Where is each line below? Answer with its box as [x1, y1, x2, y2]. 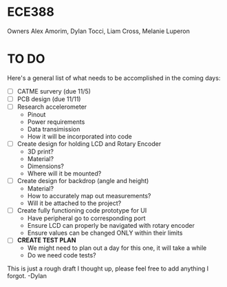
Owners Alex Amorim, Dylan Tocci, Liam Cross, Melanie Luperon [7, 27, 191, 35]
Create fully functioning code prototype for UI [17, 206, 147, 215]
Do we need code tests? [27, 251, 96, 259]
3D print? [27, 147, 54, 156]
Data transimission [27, 125, 80, 134]
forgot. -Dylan [7, 272, 47, 280]
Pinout [27, 111, 46, 119]
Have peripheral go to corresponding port [27, 214, 146, 222]
